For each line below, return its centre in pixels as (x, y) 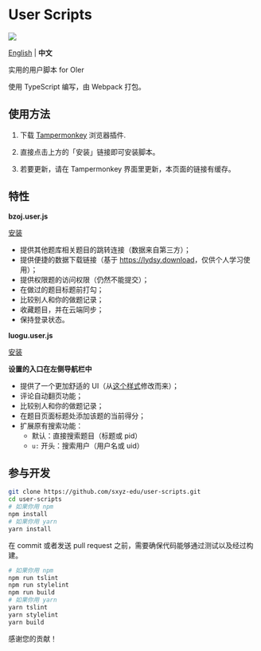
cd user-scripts (35, 499)
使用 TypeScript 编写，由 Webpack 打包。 (77, 86)
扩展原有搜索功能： (51, 425)
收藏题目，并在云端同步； (62, 310)
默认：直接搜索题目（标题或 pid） (87, 436)
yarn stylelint (33, 615)
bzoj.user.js (28, 216)
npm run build (32, 593)
